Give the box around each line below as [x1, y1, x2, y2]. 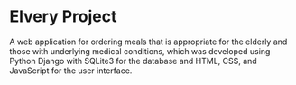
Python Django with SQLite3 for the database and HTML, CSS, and [9, 55, 257, 66]
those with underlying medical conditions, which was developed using [9, 45, 271, 56]
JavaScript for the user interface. [9, 65, 133, 76]
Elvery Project [9, 6, 117, 27]
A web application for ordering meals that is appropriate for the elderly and [9, 36, 288, 47]
